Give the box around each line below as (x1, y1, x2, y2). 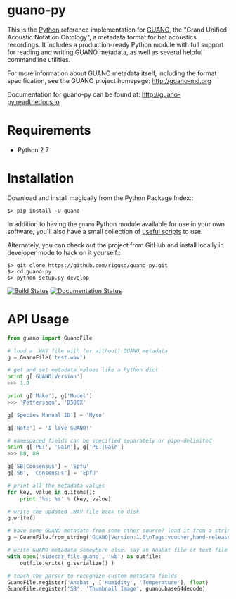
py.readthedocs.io (7, 97, 60, 106)
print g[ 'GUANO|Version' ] (7, 373, 83, 381)
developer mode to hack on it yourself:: (7, 248, 122, 257)
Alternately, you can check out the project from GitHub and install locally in (7, 240, 224, 249)
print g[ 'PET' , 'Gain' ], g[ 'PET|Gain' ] (7, 443, 124, 451)
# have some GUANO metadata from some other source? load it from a (7, 527, 212, 534)
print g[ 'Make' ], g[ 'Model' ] (7, 393, 93, 400)
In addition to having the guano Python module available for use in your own (7, 219, 225, 228)
